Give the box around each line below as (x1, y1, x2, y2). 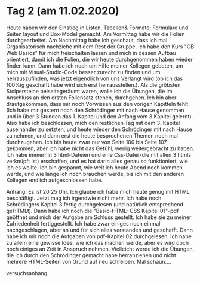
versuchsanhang (6, 269, 48, 276)
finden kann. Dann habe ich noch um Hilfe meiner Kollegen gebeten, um (6, 62, 183, 69)
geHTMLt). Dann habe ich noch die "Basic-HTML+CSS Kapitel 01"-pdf (6, 207, 179, 214)
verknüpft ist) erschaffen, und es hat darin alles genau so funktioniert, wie (6, 157, 188, 165)
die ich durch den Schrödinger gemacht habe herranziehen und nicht (6, 251, 176, 258)
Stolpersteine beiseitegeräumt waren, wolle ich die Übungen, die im (6, 87, 173, 95)
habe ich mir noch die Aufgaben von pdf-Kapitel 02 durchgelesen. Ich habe (6, 232, 192, 240)
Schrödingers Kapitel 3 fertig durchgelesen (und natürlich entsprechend (6, 200, 184, 208)
